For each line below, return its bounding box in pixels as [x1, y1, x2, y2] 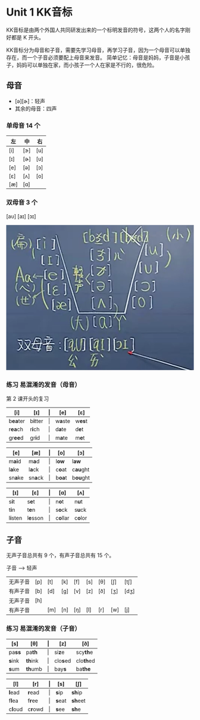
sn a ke [8, 474, 24, 481]
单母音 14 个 [6, 121, 40, 129]
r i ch [30, 426, 40, 433]
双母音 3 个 [6, 198, 37, 206]
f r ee [27, 697, 39, 704]
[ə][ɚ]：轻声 [14, 97, 46, 104]
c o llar [55, 514, 70, 522]
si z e [54, 648, 65, 656]
